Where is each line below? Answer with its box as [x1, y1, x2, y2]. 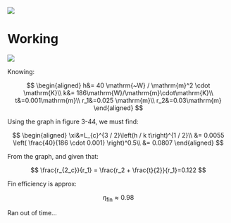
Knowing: [7, 67, 35, 76]
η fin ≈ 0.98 [102, 193, 135, 203]
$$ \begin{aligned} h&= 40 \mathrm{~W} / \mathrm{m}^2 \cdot [26, 81, 211, 90]
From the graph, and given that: [7, 152, 99, 160]
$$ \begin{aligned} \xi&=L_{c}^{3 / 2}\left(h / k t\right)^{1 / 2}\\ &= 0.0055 [12, 131, 225, 139]
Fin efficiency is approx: [7, 179, 77, 188]
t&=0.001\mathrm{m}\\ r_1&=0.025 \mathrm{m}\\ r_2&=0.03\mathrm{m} [15, 96, 222, 104]
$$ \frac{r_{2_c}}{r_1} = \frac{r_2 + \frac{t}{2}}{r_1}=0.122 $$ [30, 166, 206, 174]
